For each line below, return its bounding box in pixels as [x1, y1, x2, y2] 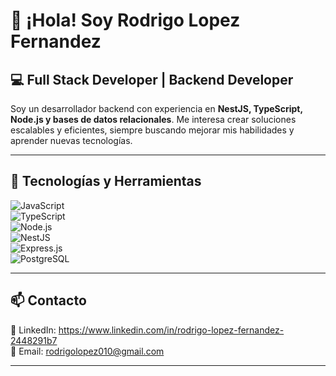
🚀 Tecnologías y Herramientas [10, 173, 202, 190]
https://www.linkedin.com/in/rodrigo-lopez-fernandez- [58, 324, 285, 336]
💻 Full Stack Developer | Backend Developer [10, 71, 294, 88]
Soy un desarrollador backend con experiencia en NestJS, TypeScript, [10, 103, 303, 114]
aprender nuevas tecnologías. [10, 135, 133, 146]
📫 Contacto [10, 292, 87, 309]
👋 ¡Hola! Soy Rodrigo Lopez [10, 9, 241, 32]
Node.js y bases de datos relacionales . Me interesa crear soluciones [10, 114, 297, 125]
